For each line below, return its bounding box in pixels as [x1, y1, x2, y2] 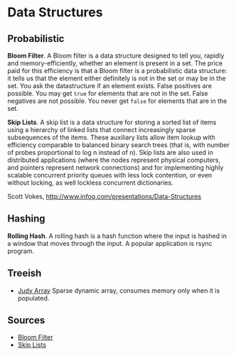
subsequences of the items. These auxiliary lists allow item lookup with [7, 133, 215, 141]
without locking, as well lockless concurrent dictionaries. [7, 178, 173, 187]
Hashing [7, 212, 45, 225]
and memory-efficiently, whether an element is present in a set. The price [7, 59, 222, 68]
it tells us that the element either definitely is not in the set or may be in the [7, 74, 226, 82]
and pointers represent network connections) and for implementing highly [7, 163, 224, 171]
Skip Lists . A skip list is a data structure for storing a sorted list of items [7, 118, 217, 126]
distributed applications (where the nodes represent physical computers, [7, 156, 221, 164]
